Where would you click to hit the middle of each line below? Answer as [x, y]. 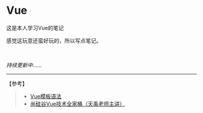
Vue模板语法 [46, 96]
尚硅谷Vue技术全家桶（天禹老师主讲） [77, 103]
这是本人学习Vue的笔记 [35, 28]
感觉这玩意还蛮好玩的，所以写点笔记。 [54, 40]
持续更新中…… [24, 65]
